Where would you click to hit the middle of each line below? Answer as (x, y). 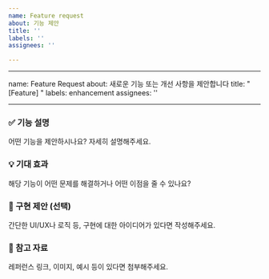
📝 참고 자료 (28, 248)
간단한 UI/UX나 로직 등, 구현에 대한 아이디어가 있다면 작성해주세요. (112, 225)
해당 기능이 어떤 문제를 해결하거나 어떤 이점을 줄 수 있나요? (100, 183)
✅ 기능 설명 (29, 123)
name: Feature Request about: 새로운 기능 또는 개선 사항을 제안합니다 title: (127, 84)
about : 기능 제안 (34, 23)
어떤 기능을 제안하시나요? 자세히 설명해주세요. (80, 142)
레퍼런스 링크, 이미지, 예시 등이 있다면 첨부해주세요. (88, 267)
